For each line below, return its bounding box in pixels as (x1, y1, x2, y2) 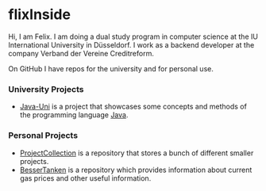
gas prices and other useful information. (19, 173, 152, 183)
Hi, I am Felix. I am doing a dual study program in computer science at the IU (8, 32, 258, 41)
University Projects (8, 83, 84, 94)
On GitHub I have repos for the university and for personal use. (8, 63, 214, 73)
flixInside (8, 6, 71, 24)
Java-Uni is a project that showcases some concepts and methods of (19, 101, 248, 112)
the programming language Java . (19, 110, 129, 120)
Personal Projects (8, 130, 78, 141)
